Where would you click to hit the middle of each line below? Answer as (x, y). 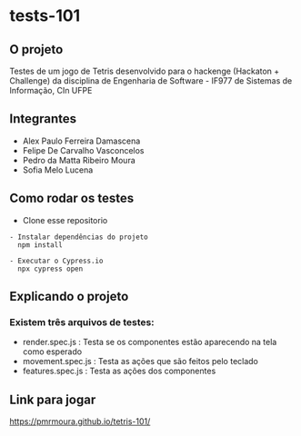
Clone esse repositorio (65, 220)
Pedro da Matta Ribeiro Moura (79, 160)
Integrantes (43, 119)
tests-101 (45, 16)
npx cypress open (50, 269)
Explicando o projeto (69, 297)
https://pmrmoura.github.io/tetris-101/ (80, 421)
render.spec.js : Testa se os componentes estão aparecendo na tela (150, 342)
